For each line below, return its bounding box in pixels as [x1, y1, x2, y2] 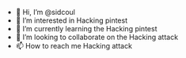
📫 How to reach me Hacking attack [15, 42, 133, 50]
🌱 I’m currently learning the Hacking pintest [15, 24, 158, 33]
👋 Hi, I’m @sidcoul [15, 8, 75, 16]
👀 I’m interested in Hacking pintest [15, 16, 128, 25]
